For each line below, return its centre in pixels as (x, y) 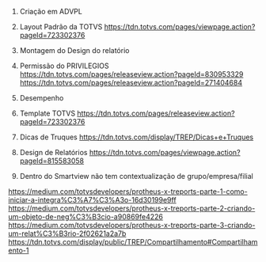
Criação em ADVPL (51, 11)
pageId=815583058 (52, 161)
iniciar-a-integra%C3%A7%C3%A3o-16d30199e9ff (92, 200)
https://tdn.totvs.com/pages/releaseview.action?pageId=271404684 (131, 83)
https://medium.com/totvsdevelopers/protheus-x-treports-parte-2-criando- (132, 208)
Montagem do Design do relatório (74, 50)
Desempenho (42, 98)
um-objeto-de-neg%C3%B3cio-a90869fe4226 (86, 216)
